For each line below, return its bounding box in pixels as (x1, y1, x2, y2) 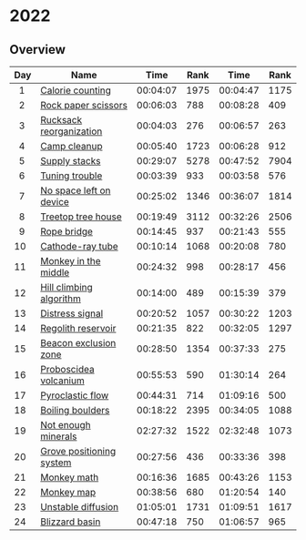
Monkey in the (40, 255, 102, 267)
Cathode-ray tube (40, 240, 118, 252)
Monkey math (40, 471, 99, 484)
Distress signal (40, 307, 104, 320)
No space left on (40, 184, 111, 197)
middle (40, 266, 70, 279)
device (40, 196, 70, 208)
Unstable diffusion (40, 501, 119, 513)
